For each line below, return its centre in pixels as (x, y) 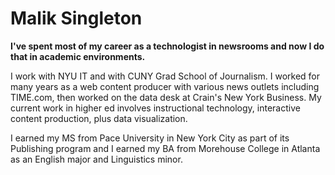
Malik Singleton (76, 18)
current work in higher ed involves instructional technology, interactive (155, 108)
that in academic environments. (78, 56)
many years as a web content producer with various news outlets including (165, 86)
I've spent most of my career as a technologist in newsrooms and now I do (167, 46)
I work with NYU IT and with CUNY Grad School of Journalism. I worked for (165, 76)
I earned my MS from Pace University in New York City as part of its (150, 138)
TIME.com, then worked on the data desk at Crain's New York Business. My (166, 97)
